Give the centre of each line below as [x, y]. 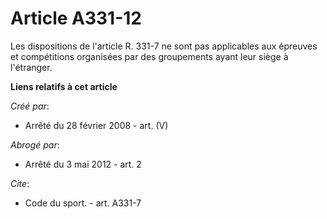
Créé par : [30, 106]
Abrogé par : [35, 144]
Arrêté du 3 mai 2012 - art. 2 [83, 164]
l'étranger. [31, 67]
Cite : [20, 183]
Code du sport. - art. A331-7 [83, 203]
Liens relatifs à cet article [64, 86]
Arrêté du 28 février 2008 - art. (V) [96, 125]
